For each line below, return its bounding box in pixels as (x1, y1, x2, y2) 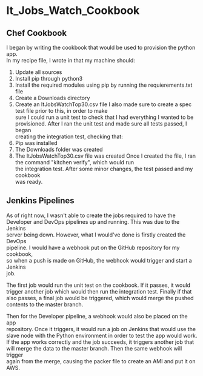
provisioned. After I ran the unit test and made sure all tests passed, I (15, 120, 187, 127)
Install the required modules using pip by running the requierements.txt (15, 81, 193, 89)
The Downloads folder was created (15, 146, 103, 153)
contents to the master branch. (6, 301, 84, 308)
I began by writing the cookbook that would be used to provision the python (6, 44, 196, 51)
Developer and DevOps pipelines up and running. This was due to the (6, 218, 180, 225)
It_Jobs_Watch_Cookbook (6, 4, 140, 18)
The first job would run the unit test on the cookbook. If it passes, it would (6, 281, 191, 289)
